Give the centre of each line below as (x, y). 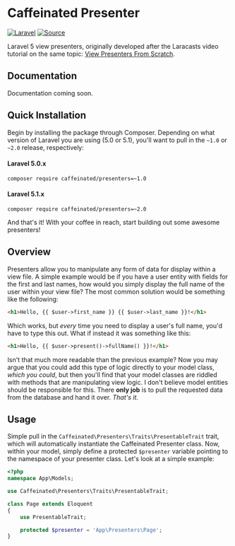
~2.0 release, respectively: (46, 147)
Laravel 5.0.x (27, 163)
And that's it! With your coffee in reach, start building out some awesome (114, 222)
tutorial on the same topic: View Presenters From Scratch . (91, 54)
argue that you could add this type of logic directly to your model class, (111, 367)
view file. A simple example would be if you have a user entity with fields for (117, 277)
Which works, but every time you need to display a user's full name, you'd (115, 325)
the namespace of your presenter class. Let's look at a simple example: (111, 459)
